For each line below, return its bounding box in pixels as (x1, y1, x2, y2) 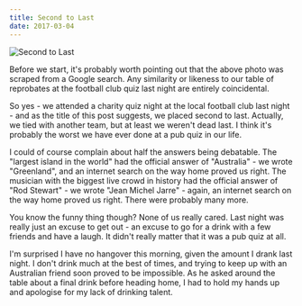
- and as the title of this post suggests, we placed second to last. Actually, (9, 110, 284, 121)
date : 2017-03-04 (9, 22, 75, 31)
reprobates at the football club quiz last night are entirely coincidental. (9, 83, 270, 94)
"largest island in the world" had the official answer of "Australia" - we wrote (9, 156, 293, 166)
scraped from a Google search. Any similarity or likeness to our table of (9, 73, 275, 84)
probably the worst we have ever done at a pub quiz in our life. (9, 129, 242, 139)
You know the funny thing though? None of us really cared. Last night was (9, 211, 285, 222)
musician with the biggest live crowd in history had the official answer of (9, 175, 279, 185)
